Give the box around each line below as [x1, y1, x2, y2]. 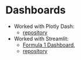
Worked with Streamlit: [13, 35, 69, 42]
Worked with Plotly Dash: [13, 23, 75, 30]
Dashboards [5, 3, 66, 17]
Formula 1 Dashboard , [22, 41, 75, 48]
